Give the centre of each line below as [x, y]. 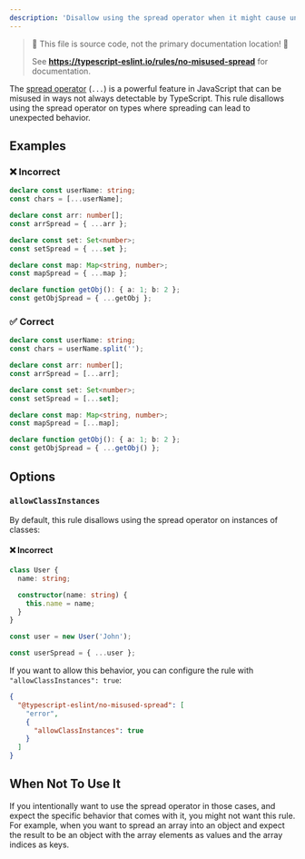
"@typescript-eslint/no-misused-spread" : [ [101, 705]
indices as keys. [39, 844]
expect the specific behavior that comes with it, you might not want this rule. [152, 815]
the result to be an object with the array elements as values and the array [146, 834]
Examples [38, 146]
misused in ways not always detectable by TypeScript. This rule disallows [147, 98]
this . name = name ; [60, 603]
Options [33, 476]
